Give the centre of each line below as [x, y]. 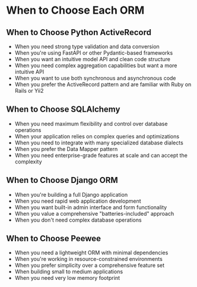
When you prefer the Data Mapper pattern [66, 149]
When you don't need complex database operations [78, 220]
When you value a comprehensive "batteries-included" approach [94, 213]
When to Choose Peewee [54, 239]
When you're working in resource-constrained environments [89, 259]
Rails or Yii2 [29, 91]
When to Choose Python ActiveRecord [79, 32]
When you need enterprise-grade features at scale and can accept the [101, 155]
